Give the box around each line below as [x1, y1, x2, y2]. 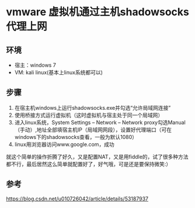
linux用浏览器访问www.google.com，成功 [14, 141, 115, 148]
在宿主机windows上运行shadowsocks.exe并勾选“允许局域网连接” [14, 104, 171, 111]
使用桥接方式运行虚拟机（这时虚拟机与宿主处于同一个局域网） [14, 112, 163, 119]
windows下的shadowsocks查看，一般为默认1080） [14, 133, 138, 140]
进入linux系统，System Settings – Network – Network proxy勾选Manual [14, 119, 186, 126]
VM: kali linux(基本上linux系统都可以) [14, 69, 103, 76]
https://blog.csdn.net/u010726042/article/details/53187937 [6, 195, 149, 202]
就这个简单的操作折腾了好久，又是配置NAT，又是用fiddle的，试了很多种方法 [6, 153, 189, 160]
